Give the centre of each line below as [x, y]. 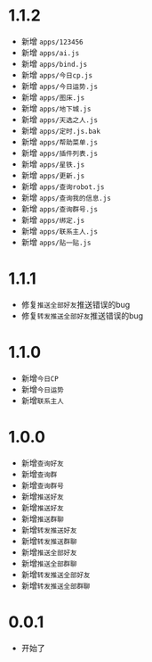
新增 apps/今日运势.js [60, 86]
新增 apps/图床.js [53, 97]
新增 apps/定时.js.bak [61, 130]
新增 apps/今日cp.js [57, 74]
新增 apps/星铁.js [53, 164]
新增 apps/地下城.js [56, 108]
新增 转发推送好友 [49, 530]
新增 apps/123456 [52, 41]
